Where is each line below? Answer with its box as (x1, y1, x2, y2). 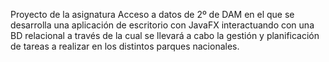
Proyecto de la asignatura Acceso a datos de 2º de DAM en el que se (10, 9, 295, 20)
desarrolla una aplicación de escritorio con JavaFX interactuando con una (10, 19, 315, 31)
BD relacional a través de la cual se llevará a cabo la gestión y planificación (10, 30, 320, 41)
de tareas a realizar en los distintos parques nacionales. (10, 40, 240, 52)
